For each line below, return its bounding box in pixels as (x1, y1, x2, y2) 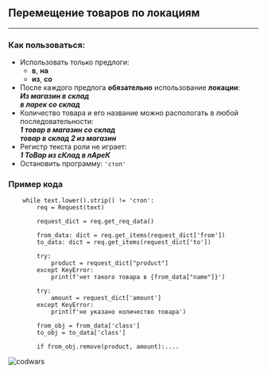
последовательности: (19, 117, 94, 126)
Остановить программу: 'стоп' (19, 159, 126, 169)
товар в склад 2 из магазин (19, 134, 117, 143)
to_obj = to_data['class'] (37, 329, 126, 337)
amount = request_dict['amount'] (50, 294, 161, 302)
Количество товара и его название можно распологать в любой (19, 108, 239, 118)
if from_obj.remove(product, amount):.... (37, 343, 180, 351)
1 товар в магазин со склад (19, 125, 116, 134)
